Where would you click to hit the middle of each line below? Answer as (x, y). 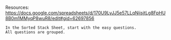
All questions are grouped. (35, 32)
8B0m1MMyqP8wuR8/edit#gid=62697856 (50, 18)
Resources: (17, 7)
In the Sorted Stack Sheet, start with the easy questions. (71, 28)
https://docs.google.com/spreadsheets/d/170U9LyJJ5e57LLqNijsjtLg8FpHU (85, 13)
